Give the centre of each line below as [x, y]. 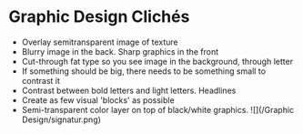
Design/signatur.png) [61, 119]
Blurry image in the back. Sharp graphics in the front [120, 51]
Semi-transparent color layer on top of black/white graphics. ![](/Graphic [158, 109]
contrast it [41, 80]
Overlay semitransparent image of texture [100, 42]
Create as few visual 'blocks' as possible [98, 100]
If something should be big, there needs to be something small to [143, 71]
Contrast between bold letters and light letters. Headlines [129, 90]
